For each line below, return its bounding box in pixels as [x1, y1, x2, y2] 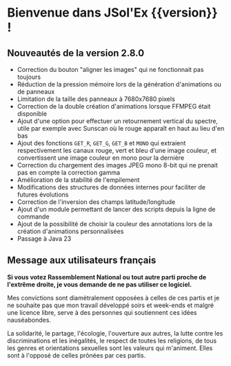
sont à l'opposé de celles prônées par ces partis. [7, 351, 146, 359]
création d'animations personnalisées [17, 227, 124, 235]
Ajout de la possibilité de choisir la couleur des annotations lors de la [17, 220, 212, 228]
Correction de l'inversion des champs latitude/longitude [17, 198, 176, 205]
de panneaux [17, 88, 55, 95]
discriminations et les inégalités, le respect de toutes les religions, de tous [7, 336, 217, 345]
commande [17, 212, 50, 221]
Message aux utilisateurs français [7, 255, 157, 266]
